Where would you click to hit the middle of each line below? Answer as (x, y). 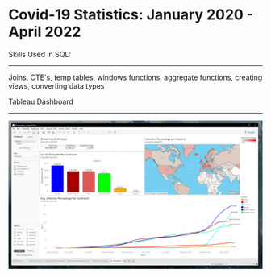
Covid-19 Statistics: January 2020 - (131, 15)
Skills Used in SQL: (40, 54)
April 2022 (45, 32)
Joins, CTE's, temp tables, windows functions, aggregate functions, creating (135, 77)
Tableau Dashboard (41, 101)
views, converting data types (56, 85)
